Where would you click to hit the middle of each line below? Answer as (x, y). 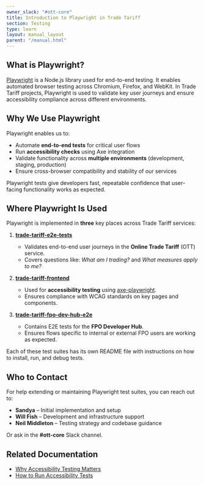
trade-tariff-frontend (42, 278)
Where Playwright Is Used (57, 209)
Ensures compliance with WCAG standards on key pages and (101, 296)
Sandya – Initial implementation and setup (68, 410)
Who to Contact (37, 377)
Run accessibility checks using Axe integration (75, 151)
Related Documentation (52, 454)
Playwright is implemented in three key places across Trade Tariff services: (101, 223)
